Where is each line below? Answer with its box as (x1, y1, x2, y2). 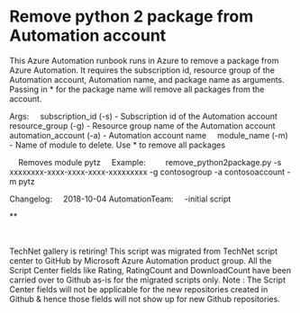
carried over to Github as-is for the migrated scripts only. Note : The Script (9, 274, 286, 285)
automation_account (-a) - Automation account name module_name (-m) (9, 130, 288, 140)
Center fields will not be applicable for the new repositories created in (9, 283, 268, 294)
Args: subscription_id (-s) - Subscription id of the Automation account (9, 111, 277, 121)
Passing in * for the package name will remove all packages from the (9, 84, 265, 94)
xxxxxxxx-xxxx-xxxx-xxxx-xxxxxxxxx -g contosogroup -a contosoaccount (9, 166, 286, 177)
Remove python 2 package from (9, 6, 254, 27)
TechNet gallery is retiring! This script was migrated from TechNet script (9, 246, 278, 256)
